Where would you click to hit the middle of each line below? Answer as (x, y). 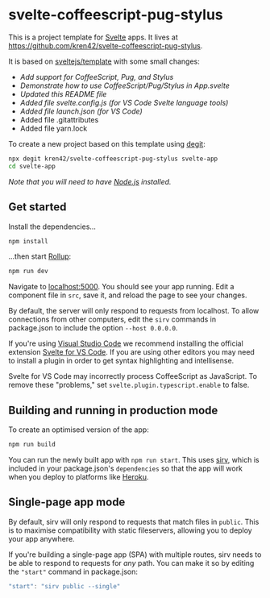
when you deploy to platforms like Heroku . (79, 476)
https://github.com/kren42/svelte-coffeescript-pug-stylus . (106, 45)
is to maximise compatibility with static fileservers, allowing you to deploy (130, 530)
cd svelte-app (32, 166)
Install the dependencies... (52, 226)
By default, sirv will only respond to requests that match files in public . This (134, 521)
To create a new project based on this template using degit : (107, 143)
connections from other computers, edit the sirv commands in (112, 319)
